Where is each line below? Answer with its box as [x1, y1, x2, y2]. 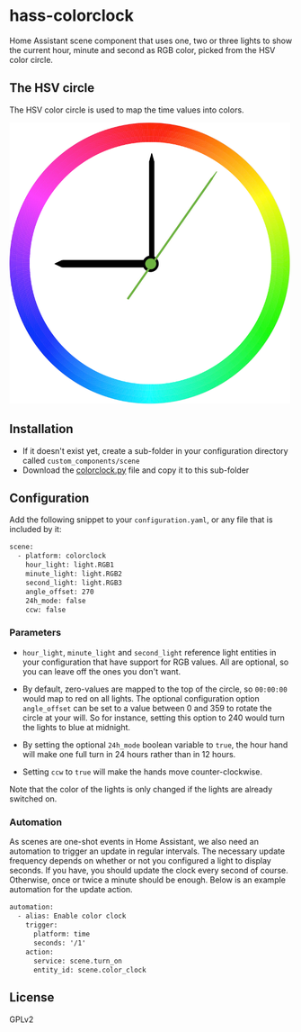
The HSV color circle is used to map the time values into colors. [9, 104, 244, 115]
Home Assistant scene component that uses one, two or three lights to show [9, 35, 293, 46]
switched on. [9, 793, 58, 804]
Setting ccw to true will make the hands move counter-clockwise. [22, 766, 263, 777]
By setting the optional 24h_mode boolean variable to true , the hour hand [22, 739, 288, 750]
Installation [9, 421, 74, 437]
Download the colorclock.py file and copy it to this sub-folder [22, 465, 250, 475]
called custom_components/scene [22, 455, 140, 466]
